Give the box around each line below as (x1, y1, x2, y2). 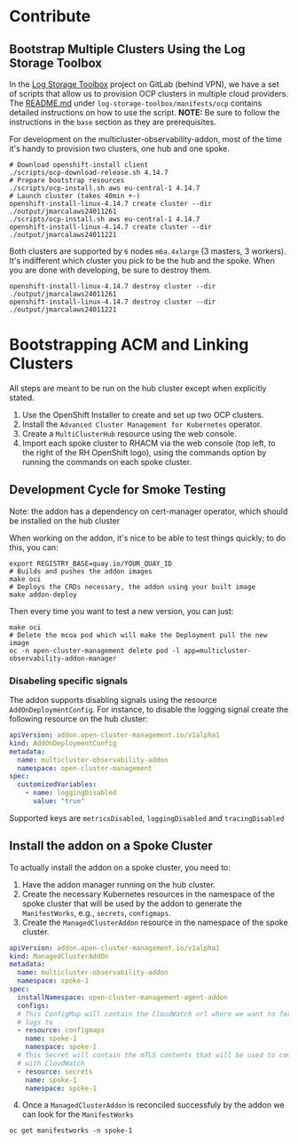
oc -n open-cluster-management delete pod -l (9, 646, 180, 655)
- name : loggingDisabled (25, 788, 117, 798)
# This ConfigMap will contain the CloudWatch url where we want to (17, 1009, 276, 1018)
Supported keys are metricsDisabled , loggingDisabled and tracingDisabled (9, 812, 285, 823)
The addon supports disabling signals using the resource (9, 695, 217, 706)
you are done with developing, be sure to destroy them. (9, 264, 212, 275)
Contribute (9, 6, 91, 27)
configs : (17, 1001, 50, 1010)
